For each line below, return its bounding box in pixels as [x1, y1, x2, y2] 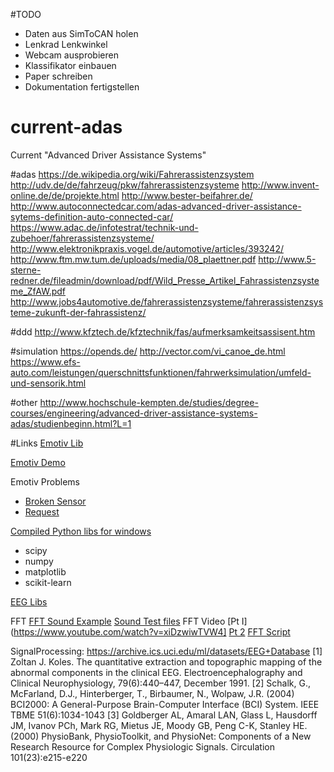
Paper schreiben [24, 70, 93, 82]
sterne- [10, 264, 42, 276]
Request [24, 505, 60, 518]
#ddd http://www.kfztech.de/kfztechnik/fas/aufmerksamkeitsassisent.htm [10, 325, 316, 338]
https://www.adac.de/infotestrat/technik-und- [10, 221, 199, 233]
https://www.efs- [10, 355, 81, 368]
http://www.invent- [241, 179, 320, 191]
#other [10, 396, 38, 408]
